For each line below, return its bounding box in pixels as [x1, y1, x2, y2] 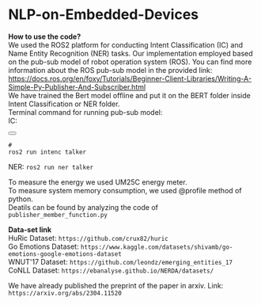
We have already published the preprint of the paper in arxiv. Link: [8, 280, 224, 290]
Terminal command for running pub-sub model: [8, 107, 163, 116]
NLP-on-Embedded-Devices [8, 6, 199, 24]
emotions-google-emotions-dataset [8, 250, 123, 258]
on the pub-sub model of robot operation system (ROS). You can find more [8, 57, 252, 67]
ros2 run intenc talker [8, 148, 87, 156]
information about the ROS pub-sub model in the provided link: [8, 65, 213, 74]
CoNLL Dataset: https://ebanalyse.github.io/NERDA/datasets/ [8, 265, 214, 275]
